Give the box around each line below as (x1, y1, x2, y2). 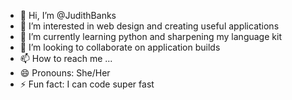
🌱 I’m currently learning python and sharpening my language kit (19, 31, 282, 42)
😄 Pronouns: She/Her (19, 67, 111, 79)
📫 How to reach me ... (19, 53, 113, 64)
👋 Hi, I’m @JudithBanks (19, 10, 117, 21)
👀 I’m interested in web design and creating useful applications (19, 20, 280, 32)
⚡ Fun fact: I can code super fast (19, 78, 155, 90)
